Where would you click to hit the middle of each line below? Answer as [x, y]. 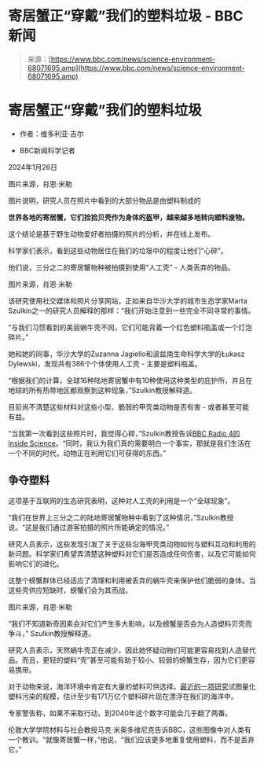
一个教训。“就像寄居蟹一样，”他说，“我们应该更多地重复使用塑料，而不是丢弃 [132, 739]
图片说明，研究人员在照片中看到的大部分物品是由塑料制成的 [104, 200]
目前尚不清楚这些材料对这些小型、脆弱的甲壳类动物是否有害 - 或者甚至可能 [129, 406]
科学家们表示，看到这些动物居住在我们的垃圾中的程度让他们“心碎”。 [118, 250]
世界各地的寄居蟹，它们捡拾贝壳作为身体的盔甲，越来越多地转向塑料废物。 [128, 217]
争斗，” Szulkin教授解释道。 [52, 633]
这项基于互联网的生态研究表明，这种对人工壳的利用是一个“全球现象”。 [121, 501]
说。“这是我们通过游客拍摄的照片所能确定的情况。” [89, 527]
